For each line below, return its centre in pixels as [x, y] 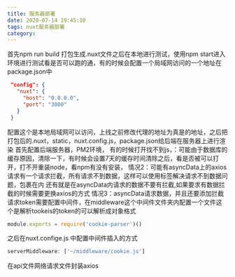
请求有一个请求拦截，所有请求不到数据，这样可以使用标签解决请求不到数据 [114, 175]
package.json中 [30, 72]
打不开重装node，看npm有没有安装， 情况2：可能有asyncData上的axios [123, 167]
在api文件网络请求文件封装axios [53, 266]
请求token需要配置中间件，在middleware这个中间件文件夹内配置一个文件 [112, 202]
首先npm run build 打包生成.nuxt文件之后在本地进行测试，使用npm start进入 [116, 54]
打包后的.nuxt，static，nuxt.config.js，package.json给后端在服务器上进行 [114, 140]
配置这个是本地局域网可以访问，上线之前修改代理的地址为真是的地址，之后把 [117, 132]
